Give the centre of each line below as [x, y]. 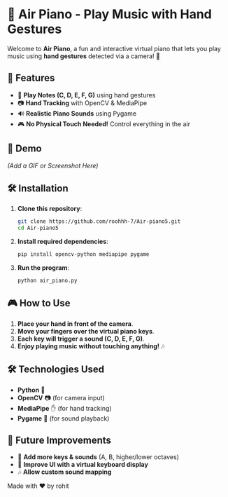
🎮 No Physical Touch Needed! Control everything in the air [104, 124]
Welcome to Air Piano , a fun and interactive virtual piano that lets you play [114, 48]
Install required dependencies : [63, 242]
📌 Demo [24, 149]
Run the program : [43, 268]
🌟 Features [31, 78]
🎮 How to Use [39, 303]
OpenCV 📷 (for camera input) [61, 397]
